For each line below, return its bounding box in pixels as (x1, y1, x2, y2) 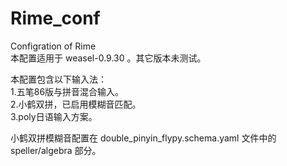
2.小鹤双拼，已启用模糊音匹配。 (10, 98, 142, 110)
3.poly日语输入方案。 (10, 110, 98, 122)
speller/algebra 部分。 (10, 144, 102, 156)
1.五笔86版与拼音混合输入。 (10, 85, 125, 97)
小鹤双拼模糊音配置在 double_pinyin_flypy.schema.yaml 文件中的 (10, 132, 277, 144)
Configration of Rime (10, 40, 97, 52)
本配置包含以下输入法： (10, 73, 107, 85)
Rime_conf (10, 7, 101, 30)
